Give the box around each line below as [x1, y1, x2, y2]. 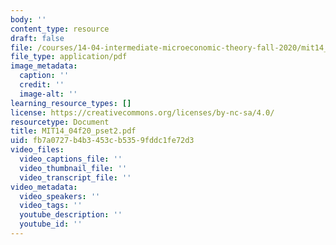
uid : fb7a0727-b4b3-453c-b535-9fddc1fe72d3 [10, 136, 195, 146]
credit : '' [19, 80, 65, 90]
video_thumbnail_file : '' [19, 163, 128, 173]
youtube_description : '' [19, 210, 123, 220]
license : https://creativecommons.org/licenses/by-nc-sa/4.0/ [10, 107, 275, 118]
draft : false [10, 33, 65, 43]
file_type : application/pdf [10, 52, 128, 62]
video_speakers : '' [19, 191, 101, 201]
